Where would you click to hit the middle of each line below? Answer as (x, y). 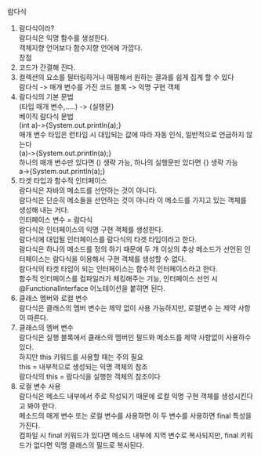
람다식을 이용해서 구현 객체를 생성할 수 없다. (120, 259)
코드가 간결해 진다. (47, 67)
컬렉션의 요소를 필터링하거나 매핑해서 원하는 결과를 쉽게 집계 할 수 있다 (126, 77)
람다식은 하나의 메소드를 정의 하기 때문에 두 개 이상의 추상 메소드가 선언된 (130, 249)
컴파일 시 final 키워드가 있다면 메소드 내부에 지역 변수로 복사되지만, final (129, 435)
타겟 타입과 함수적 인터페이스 (63, 180)
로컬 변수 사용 (40, 386)
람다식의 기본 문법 (46, 97)
